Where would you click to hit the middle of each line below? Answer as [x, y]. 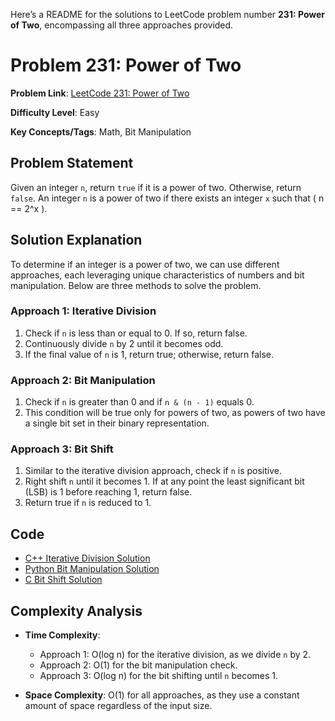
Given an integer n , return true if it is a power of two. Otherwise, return [156, 187]
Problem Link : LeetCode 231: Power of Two [100, 93]
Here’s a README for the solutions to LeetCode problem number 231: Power [168, 14]
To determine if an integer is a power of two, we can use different [145, 264]
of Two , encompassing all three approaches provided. [122, 25]
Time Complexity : [62, 635]
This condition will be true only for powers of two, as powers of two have [175, 413]
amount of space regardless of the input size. [118, 706]
